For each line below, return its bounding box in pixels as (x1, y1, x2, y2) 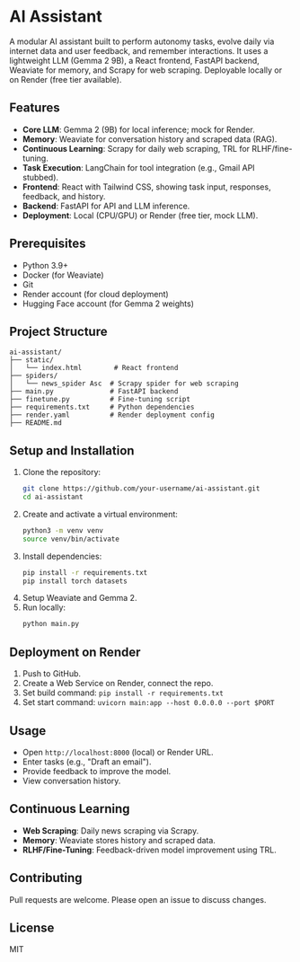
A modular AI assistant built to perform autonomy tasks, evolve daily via (9, 36, 275, 47)
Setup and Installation (9, 443, 135, 458)
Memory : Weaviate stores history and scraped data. (22, 834, 216, 845)
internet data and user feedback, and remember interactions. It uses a (9, 45, 269, 56)
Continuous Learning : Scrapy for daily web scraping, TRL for (22, 143, 250, 154)
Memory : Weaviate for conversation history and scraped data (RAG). (22, 133, 278, 145)
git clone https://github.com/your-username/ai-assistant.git (22, 484, 260, 493)
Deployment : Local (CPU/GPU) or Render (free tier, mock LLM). (22, 209, 259, 221)
